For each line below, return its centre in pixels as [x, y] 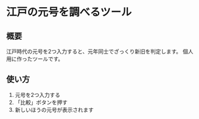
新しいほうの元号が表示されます [54, 109]
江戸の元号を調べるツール [69, 12]
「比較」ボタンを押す [41, 102]
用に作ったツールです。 [35, 59]
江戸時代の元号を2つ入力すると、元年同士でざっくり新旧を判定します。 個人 [100, 51]
